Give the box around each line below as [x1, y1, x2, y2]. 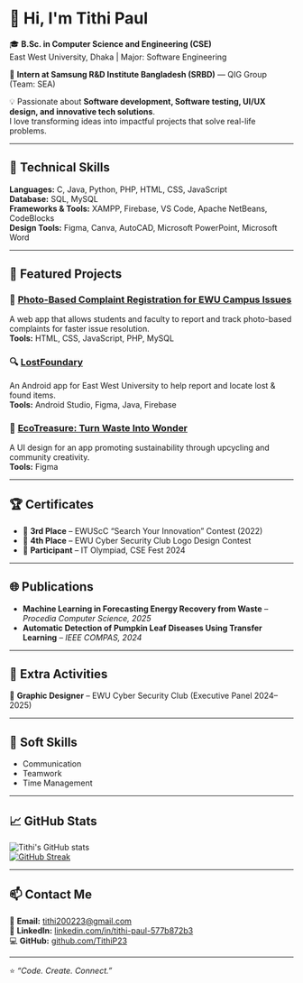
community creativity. [9, 452, 90, 463]
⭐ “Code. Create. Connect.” [9, 965, 113, 976]
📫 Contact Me [9, 887, 93, 903]
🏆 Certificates [9, 497, 95, 512]
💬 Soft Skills [9, 734, 78, 749]
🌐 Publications [9, 579, 94, 594]
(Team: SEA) [9, 78, 56, 89]
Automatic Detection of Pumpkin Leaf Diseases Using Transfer [22, 622, 263, 633]
